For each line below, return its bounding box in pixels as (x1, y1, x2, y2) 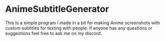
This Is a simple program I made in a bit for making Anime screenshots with (5, 20, 160, 26)
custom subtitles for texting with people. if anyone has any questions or (5, 25, 152, 31)
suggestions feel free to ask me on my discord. (5, 30, 102, 36)
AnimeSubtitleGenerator (5, 3, 109, 15)
